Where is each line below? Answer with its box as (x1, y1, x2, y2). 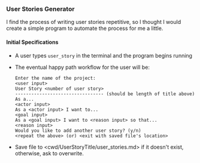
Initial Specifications (6, 38, 59, 46)
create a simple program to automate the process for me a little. (6, 25, 163, 32)
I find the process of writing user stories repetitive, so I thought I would (6, 19, 181, 26)
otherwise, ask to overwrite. (14, 149, 84, 157)
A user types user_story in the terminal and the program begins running (14, 52, 193, 59)
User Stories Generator (6, 5, 75, 13)
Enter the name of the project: (14, 75, 96, 81)
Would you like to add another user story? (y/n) (14, 128, 142, 134)
